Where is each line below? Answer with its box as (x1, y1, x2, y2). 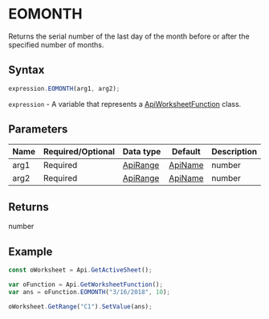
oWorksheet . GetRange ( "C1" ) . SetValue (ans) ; (8, 302, 153, 310)
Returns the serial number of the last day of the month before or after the (8, 31, 251, 41)
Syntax (8, 63, 45, 77)
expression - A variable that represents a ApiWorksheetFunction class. (8, 99, 242, 108)
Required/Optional (43, 146, 115, 157)
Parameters (8, 122, 68, 137)
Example (8, 244, 53, 258)
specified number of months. (8, 39, 104, 49)
